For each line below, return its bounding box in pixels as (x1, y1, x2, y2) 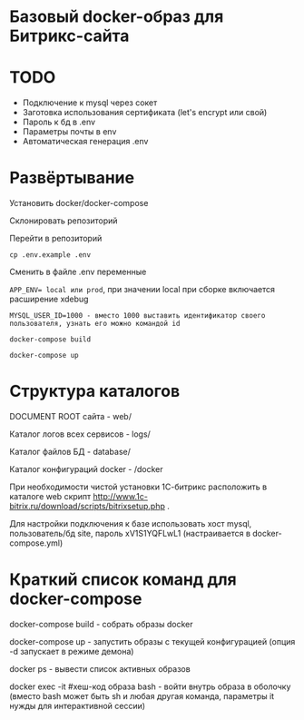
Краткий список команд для (9, 569, 238, 590)
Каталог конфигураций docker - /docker (9, 464, 163, 474)
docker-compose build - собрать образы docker (9, 618, 193, 629)
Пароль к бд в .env (22, 116, 96, 128)
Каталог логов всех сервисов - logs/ (9, 429, 152, 439)
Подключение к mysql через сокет (22, 97, 158, 108)
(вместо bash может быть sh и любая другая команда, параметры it (9, 690, 275, 701)
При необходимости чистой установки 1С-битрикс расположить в (9, 481, 268, 492)
